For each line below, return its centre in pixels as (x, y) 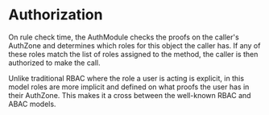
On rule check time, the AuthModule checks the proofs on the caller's (124, 37)
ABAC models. (32, 104)
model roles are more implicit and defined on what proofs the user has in (129, 87)
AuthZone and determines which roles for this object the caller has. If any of (134, 45)
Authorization (56, 15)
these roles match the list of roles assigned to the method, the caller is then (133, 54)
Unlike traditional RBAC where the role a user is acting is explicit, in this (126, 78)
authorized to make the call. (54, 63)
